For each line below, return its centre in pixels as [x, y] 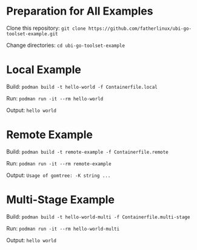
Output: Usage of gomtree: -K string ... [58, 175]
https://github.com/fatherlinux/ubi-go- [140, 29]
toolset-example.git [32, 34]
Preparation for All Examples [80, 11]
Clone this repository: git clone [46, 28]
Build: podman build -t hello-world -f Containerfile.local [82, 86]
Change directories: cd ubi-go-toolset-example [66, 45]
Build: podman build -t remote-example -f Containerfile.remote [87, 151]
